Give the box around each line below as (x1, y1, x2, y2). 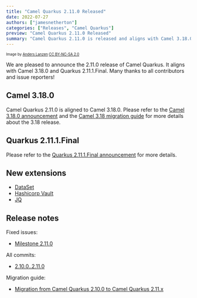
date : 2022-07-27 (6, 14, 49, 20)
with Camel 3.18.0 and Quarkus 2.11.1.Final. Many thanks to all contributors (6, 67, 185, 74)
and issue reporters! (6, 74, 55, 80)
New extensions (6, 168, 66, 178)
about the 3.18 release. (6, 118, 61, 126)
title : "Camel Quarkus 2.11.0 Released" (6, 8, 107, 15)
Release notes (6, 213, 59, 223)
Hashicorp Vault (14, 190, 54, 197)
